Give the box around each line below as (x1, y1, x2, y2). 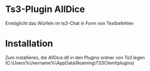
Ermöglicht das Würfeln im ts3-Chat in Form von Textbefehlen (5, 20, 134, 26)
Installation (5, 38, 53, 49)
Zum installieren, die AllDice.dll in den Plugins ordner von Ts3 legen (5, 54, 145, 60)
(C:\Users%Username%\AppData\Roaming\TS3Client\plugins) (5, 59, 134, 66)
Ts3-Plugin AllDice (5, 4, 86, 15)
